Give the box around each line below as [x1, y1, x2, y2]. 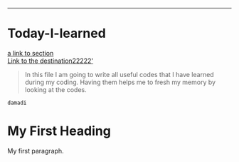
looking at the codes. [24, 85, 87, 93]
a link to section [7, 49, 54, 57]
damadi [7, 99, 27, 106]
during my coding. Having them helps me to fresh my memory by [24, 78, 216, 86]
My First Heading [7, 123, 112, 139]
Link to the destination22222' [7, 56, 94, 65]
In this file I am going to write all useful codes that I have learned [24, 70, 215, 79]
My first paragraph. [7, 146, 64, 155]
